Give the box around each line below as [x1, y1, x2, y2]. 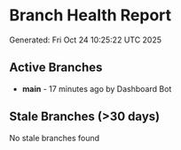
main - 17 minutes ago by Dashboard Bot [21, 83, 172, 94]
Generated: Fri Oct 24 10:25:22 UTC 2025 [9, 34, 162, 45]
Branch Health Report [9, 5, 172, 26]
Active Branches [9, 60, 103, 75]
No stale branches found [9, 132, 100, 143]
